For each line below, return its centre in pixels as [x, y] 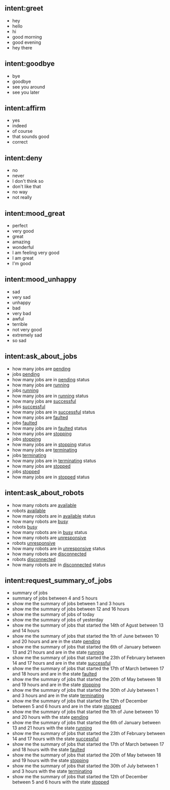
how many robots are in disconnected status [59, 565]
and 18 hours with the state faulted [48, 750]
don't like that [26, 187]
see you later [26, 92]
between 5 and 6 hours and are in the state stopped [66, 707]
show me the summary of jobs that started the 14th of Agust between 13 [88, 625]
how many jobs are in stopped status [51, 477]
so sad [19, 340]
